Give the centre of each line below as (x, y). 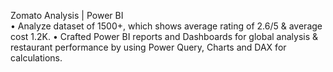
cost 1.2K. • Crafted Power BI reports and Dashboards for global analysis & (164, 36)
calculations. (36, 58)
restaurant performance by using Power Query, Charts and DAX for (148, 47)
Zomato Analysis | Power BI (67, 15)
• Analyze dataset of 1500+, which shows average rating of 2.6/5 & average (166, 26)
